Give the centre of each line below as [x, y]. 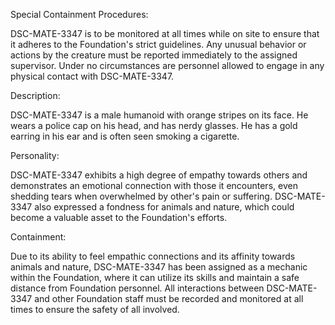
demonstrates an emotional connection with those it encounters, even [154, 185]
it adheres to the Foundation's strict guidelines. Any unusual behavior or [158, 44]
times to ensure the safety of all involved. [95, 309]
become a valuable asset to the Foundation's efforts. [119, 217]
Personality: [35, 155]
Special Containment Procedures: [79, 14]
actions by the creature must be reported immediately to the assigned [154, 55]
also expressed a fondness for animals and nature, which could [164, 207]
